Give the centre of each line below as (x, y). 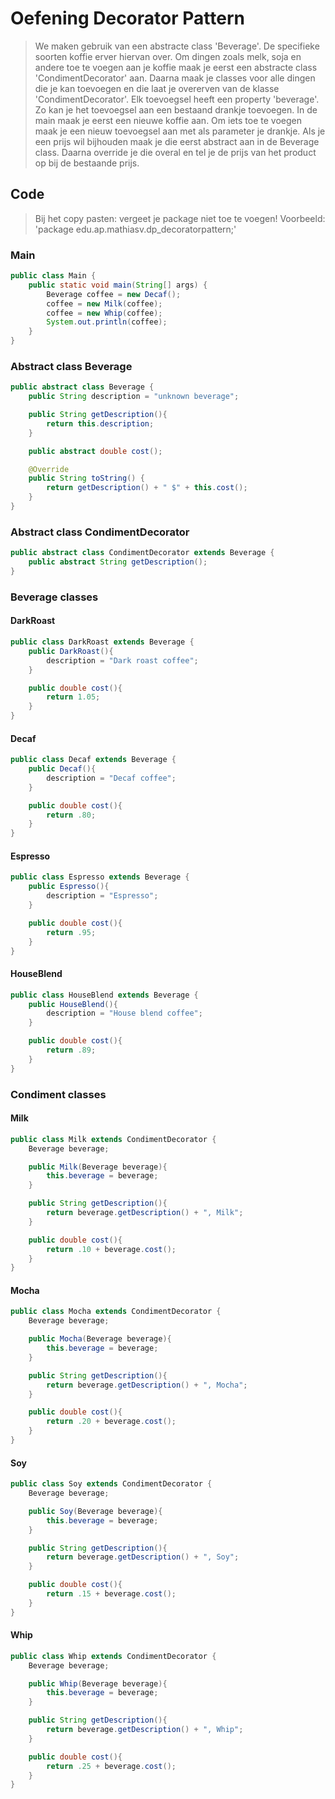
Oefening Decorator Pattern (127, 18)
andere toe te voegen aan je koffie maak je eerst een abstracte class (176, 67)
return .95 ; (71, 932)
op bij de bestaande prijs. (87, 163)
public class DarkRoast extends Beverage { (102, 642)
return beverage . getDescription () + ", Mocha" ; (147, 1385)
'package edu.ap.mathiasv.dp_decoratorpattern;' (135, 229)
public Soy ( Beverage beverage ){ (95, 1511)
